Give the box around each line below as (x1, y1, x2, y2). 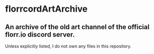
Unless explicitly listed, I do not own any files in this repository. (5, 43, 132, 49)
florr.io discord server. (5, 30, 75, 38)
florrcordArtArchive (5, 3, 88, 15)
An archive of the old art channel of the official (5, 23, 150, 31)
